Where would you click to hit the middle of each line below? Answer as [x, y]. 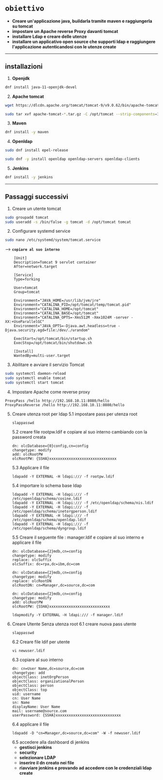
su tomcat [22, 26]
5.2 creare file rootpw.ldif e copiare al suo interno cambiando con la [80, 432]
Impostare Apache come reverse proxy [51, 392]
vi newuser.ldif [28, 651]
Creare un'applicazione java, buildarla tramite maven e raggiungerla [82, 21]
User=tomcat [26, 288]
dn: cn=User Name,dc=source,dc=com [48, 669]
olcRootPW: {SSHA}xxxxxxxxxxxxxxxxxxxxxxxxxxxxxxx [64, 459]
